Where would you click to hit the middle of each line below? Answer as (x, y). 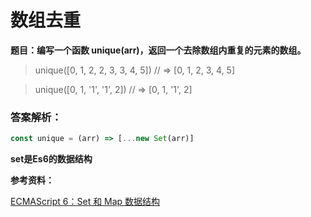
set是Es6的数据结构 (51, 159)
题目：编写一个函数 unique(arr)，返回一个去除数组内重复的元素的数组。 (158, 50)
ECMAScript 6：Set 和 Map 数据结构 (85, 202)
